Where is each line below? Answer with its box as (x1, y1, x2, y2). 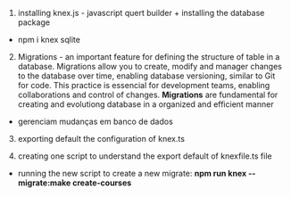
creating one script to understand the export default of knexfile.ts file (17, 151, 272, 161)
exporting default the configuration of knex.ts (17, 134, 186, 144)
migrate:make (17, 177, 71, 188)
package (17, 17, 51, 28)
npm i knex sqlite (17, 35, 80, 45)
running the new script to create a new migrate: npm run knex (17, 168, 247, 178)
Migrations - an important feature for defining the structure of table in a (17, 52, 280, 62)
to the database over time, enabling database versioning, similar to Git (17, 70, 276, 81)
